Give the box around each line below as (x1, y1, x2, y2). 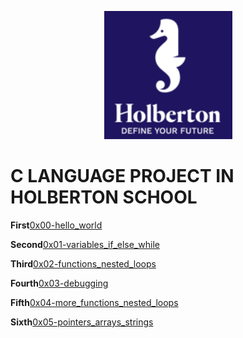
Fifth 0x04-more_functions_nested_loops (10, 296, 179, 308)
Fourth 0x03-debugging (10, 277, 109, 289)
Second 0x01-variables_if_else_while (10, 238, 160, 250)
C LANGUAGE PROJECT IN (10, 165, 235, 188)
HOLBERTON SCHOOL (10, 186, 198, 209)
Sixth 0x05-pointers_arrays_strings (10, 316, 154, 328)
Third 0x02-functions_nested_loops (10, 257, 157, 270)
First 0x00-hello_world (10, 219, 103, 231)
